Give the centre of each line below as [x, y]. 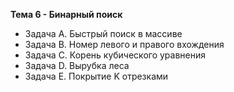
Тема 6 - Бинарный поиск [66, 14]
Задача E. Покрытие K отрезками [96, 76]
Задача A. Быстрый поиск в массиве [103, 33]
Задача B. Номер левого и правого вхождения [124, 44]
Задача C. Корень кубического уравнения [115, 55]
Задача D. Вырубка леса [77, 65]
